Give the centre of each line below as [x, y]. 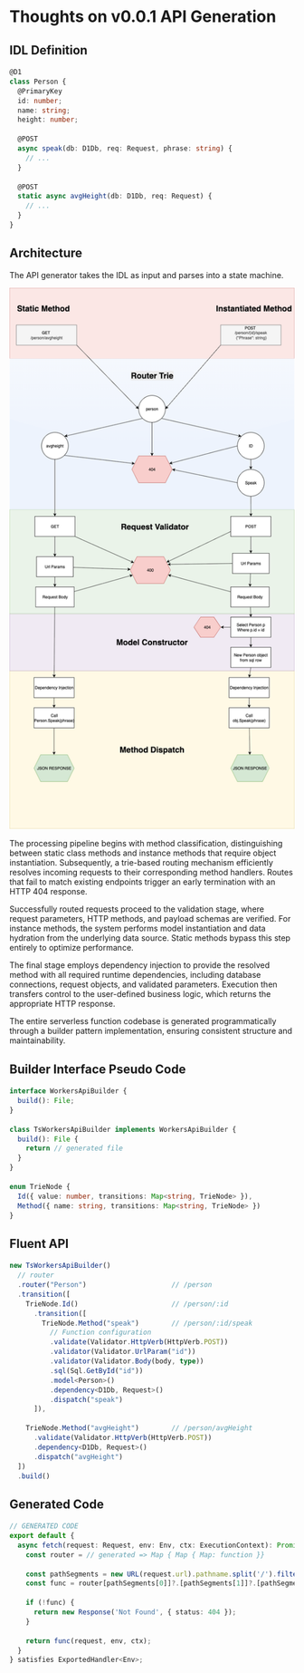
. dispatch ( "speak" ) [86, 1399]
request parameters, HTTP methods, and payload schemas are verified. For [150, 919]
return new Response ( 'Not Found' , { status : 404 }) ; [135, 1612]
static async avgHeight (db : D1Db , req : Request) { [115, 197]
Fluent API [39, 1243]
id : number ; [40, 101]
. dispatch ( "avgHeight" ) [78, 1456]
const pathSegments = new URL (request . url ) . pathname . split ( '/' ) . [152, 1574]
